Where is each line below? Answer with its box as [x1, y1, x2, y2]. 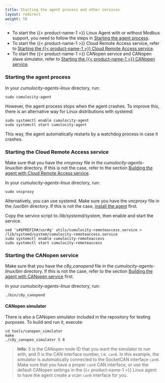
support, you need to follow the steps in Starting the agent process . [12, 35, 150, 41]
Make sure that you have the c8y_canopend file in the [5, 263, 114, 269]
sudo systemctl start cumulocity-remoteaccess [5, 240, 102, 245]
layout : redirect [5, 12, 41, 17]
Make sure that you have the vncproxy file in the [5, 159, 103, 165]
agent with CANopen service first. [5, 273, 74, 279]
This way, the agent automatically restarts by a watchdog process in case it [5, 131, 159, 137]
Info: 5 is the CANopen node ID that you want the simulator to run [17, 346, 151, 352]
